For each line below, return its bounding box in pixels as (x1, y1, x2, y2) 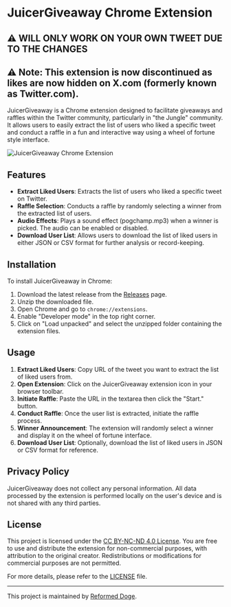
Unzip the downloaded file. (16, 298, 94, 306)
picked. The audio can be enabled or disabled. (16, 224, 149, 232)
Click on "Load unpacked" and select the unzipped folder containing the (16, 319, 222, 328)
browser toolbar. (16, 387, 64, 395)
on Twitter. (16, 195, 48, 203)
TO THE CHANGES (7, 43, 88, 54)
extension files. (16, 327, 60, 335)
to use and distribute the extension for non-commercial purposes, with (7, 544, 208, 553)
